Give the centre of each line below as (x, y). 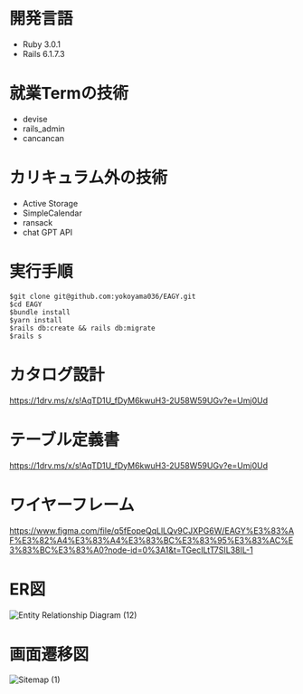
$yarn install (36, 320)
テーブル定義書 (65, 439)
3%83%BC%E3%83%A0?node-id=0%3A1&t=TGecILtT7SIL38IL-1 (131, 550)
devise (35, 119)
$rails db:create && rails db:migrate (82, 328)
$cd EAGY (26, 304)
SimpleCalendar (52, 213)
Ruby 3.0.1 (42, 44)
